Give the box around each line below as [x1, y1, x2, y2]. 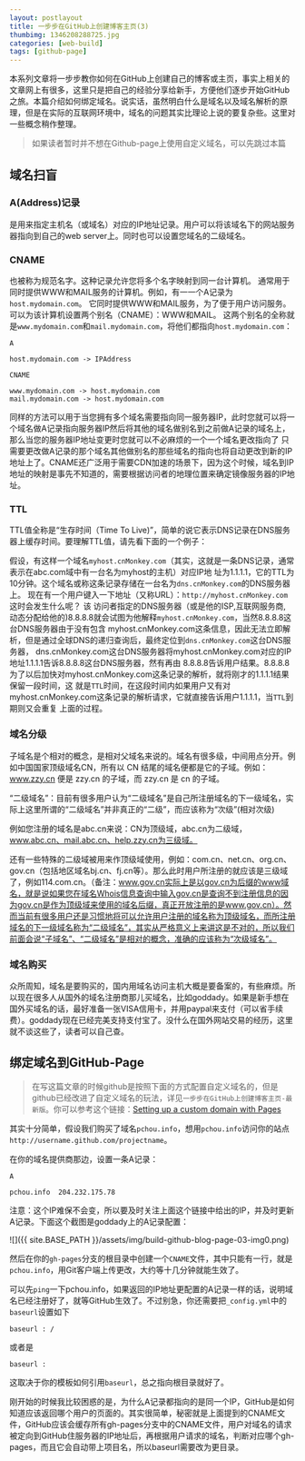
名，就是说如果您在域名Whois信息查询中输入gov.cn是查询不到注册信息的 [9, 888, 281, 899]
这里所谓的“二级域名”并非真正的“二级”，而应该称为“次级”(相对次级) [25, 803, 275, 814]
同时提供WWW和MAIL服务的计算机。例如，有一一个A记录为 [9, 287, 233, 298]
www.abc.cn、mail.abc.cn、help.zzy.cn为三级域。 [9, 834, 198, 845]
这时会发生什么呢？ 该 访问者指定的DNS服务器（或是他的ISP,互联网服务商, [9, 601, 286, 611]
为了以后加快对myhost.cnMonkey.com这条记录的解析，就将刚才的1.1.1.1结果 [9, 669, 290, 680]
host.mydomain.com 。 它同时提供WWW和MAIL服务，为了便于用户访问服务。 [9, 298, 291, 309]
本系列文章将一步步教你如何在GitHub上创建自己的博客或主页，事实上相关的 [9, 74, 290, 84]
